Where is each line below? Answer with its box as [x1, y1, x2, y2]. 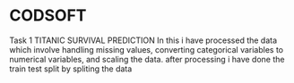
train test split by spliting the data [9, 63, 133, 74]
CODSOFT [9, 5, 87, 26]
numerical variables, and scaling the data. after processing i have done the [9, 54, 285, 64]
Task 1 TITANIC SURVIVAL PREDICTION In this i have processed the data [9, 35, 278, 46]
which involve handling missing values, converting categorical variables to [9, 44, 284, 54]
